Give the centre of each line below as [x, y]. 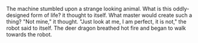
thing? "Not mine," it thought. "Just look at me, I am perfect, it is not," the [97, 21]
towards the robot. [29, 35]
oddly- [181, 9]
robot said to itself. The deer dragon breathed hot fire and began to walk [96, 28]
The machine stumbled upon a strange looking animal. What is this [89, 9]
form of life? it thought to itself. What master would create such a [111, 15]
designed [18, 15]
